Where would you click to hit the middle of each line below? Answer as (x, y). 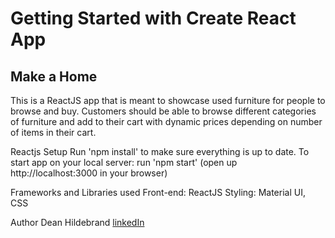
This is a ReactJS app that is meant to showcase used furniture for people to (168, 100)
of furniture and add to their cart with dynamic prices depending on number (166, 121)
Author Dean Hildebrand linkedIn (77, 222)
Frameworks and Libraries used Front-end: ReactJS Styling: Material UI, (158, 192)
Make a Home (54, 76)
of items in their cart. (53, 132)
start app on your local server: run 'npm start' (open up (124, 162)
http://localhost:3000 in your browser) (89, 173)
